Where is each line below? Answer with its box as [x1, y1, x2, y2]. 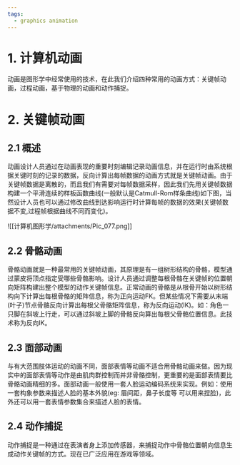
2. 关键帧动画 [7, 111, 85, 128]
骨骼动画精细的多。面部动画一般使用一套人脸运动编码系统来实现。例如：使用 [7, 379, 233, 389]
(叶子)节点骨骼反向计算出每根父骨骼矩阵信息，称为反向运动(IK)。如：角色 [7, 301, 223, 310]
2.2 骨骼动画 [7, 245, 63, 257]
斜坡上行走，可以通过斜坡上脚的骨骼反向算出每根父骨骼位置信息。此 [26, 310, 226, 318]
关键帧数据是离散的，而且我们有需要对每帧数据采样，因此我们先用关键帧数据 [7, 180, 233, 189]
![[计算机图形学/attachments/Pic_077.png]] [7, 222, 132, 230]
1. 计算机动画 [7, 50, 83, 66]
